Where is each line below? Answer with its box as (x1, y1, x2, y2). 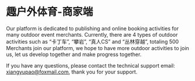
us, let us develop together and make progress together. (6, 51, 142, 58)
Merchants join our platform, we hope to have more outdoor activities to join (6, 44, 189, 51)
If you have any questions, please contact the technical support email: (6, 62, 176, 69)
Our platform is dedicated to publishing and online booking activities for (6, 24, 179, 32)
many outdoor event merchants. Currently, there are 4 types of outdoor (6, 31, 178, 38)
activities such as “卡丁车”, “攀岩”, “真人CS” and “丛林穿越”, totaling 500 (6, 38, 179, 45)
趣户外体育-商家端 (6, 5, 94, 19)
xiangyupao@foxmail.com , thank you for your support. (6, 68, 138, 75)
